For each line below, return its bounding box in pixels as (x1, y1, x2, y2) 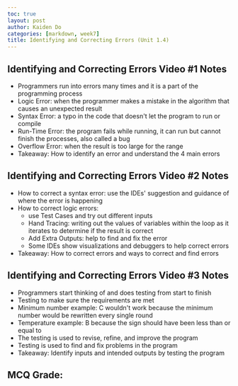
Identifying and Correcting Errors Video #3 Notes (7, 270, 229, 282)
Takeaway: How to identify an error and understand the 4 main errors (17, 149, 220, 158)
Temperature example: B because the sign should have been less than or (17, 318, 231, 327)
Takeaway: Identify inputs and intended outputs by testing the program (17, 348, 225, 357)
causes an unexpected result (17, 104, 103, 113)
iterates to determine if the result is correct (28, 226, 154, 234)
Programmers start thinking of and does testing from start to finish (17, 288, 212, 297)
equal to (17, 326, 42, 334)
